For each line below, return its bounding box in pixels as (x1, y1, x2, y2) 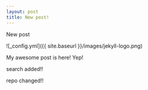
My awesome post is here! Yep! (6, 54, 84, 61)
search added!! (6, 65, 44, 72)
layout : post (6, 8, 39, 15)
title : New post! (6, 14, 50, 20)
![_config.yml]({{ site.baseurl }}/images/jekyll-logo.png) (6, 42, 143, 49)
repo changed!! (6, 77, 44, 84)
